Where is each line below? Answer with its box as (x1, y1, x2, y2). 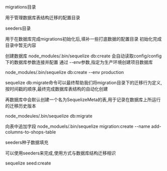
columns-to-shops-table (5, 129, 56, 135)
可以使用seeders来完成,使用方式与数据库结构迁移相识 (5, 150, 116, 156)
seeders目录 (5, 25, 31, 31)
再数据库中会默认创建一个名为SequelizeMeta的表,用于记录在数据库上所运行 (5, 97, 161, 103)
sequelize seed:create (5, 160, 51, 166)
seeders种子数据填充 (5, 139, 49, 145)
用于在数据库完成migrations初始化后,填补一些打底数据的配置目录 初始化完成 (5, 36, 162, 42)
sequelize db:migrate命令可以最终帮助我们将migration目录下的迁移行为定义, (5, 79, 162, 85)
